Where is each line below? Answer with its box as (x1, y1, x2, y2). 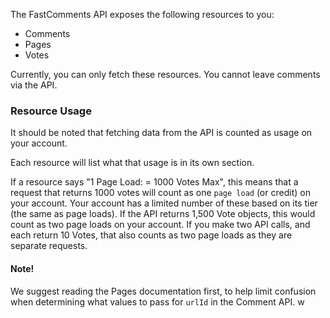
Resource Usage (10, 104, 92, 118)
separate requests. (10, 240, 88, 252)
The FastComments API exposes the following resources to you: (10, 9, 275, 20)
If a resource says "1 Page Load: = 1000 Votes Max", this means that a (10, 176, 299, 188)
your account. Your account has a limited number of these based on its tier (10, 197, 318, 209)
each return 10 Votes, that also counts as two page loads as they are (10, 229, 293, 241)
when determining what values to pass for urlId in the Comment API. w (10, 295, 305, 308)
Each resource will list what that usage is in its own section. (10, 157, 255, 169)
